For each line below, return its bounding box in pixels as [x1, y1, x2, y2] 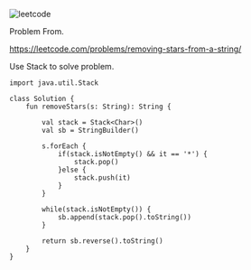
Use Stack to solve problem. [9, 61, 115, 71]
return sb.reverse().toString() [42, 237, 164, 246]
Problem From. [9, 26, 65, 36]
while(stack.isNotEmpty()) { [42, 205, 152, 214]
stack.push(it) [73, 173, 131, 182]
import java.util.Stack [9, 79, 99, 88]
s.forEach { [42, 142, 88, 151]
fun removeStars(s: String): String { [25, 102, 172, 111]
